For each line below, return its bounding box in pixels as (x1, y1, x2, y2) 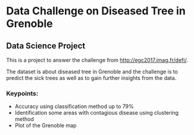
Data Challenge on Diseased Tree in (6, 4, 186, 18)
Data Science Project (6, 41, 86, 51)
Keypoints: (6, 89, 39, 97)
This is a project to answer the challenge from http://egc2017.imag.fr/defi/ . (6, 57, 189, 63)
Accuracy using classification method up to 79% (14, 103, 134, 110)
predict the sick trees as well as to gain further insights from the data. (6, 75, 177, 81)
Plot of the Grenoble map (14, 122, 77, 129)
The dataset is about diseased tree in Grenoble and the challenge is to (6, 68, 179, 75)
